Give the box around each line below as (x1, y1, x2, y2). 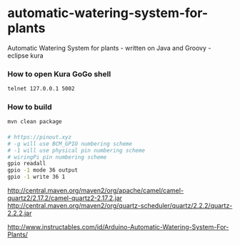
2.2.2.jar (7, 209, 32, 217)
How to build (7, 102, 52, 112)
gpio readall (7, 160, 46, 167)
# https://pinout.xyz (7, 133, 72, 140)
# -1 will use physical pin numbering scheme (7, 147, 145, 154)
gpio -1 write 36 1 (7, 173, 66, 181)
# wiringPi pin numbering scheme (7, 153, 107, 161)
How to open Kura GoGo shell (7, 69, 111, 79)
